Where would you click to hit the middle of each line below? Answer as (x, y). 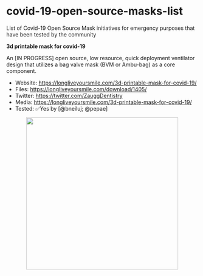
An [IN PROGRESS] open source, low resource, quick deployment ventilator (101, 58)
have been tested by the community (51, 34)
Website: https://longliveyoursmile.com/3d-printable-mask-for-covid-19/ (106, 83)
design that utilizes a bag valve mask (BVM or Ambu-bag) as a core (91, 64)
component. (21, 71)
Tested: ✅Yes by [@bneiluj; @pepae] (61, 108)
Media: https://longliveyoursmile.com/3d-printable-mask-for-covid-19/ (104, 102)
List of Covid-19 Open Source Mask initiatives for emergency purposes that (101, 28)
